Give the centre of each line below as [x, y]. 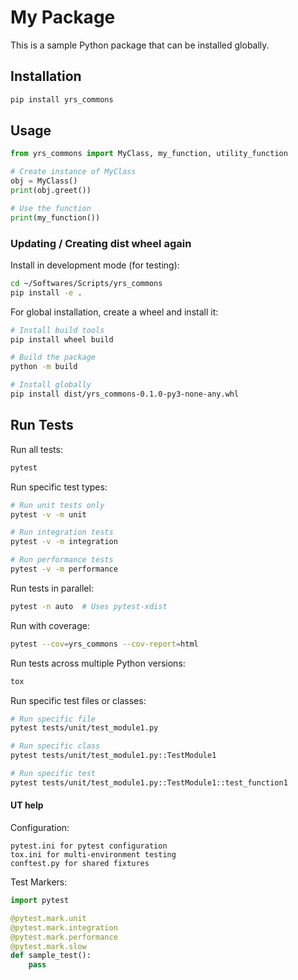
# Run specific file [53, 719]
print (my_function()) [55, 217]
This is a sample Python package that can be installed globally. [140, 45]
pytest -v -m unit [48, 514]
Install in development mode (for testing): [95, 265]
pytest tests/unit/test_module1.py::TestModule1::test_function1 [149, 782]
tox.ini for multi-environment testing [93, 855]
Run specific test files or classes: [78, 700]
